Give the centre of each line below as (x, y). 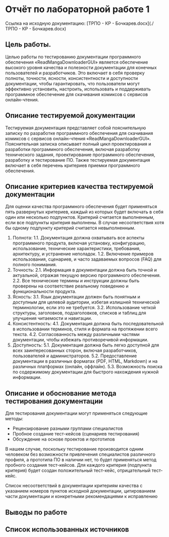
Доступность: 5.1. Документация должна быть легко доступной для (86, 345)
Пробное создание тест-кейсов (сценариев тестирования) (76, 434)
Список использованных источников (67, 529)
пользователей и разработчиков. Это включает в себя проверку (75, 73)
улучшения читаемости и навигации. (52, 318)
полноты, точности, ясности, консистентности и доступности (72, 78)
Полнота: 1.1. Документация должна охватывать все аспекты (78, 238)
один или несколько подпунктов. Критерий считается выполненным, (80, 217)
